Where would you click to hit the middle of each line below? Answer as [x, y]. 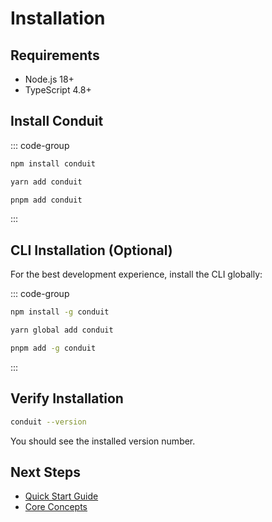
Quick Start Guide [61, 496]
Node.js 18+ [49, 79]
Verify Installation [67, 398]
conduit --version [48, 422]
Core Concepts [56, 507]
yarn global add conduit [62, 330]
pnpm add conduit [46, 200]
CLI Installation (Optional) [91, 250]
